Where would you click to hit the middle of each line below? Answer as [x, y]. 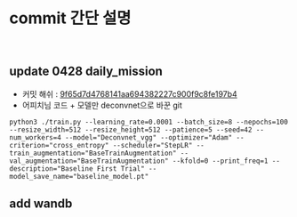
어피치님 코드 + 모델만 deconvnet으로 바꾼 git [102, 105]
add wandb [41, 204]
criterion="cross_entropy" [59, 145]
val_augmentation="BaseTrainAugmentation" [89, 161]
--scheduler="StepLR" [153, 145]
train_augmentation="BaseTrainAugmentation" [93, 153]
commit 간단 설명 [70, 18]
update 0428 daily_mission [86, 72]
